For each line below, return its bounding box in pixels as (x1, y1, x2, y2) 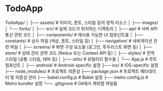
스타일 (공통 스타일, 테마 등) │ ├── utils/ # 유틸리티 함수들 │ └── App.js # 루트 (5, 56, 157, 62)
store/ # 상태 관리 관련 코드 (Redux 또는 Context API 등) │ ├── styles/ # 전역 (5, 50, 155, 56)
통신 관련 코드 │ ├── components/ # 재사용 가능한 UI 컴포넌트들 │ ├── (5, 32, 144, 37)
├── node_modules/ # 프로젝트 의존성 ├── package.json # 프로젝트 (5, 68, 140, 74)
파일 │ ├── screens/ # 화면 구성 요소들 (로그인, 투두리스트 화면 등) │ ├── (10, 44, 152, 50)
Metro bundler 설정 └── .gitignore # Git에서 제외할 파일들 (5, 80, 118, 86)
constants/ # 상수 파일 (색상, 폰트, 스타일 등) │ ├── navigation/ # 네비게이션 (5, 37, 152, 44)
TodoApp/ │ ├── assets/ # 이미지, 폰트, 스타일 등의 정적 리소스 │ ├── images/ (5, 19, 159, 25)
